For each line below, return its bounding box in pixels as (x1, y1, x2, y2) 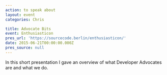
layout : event (5, 12, 36, 17)
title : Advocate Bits (5, 26, 51, 31)
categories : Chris (5, 17, 44, 22)
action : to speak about (5, 7, 56, 13)
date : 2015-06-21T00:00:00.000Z (5, 40, 74, 46)
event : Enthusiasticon (5, 31, 53, 36)
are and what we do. (5, 64, 48, 70)
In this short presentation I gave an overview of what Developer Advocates (5, 59, 162, 65)
